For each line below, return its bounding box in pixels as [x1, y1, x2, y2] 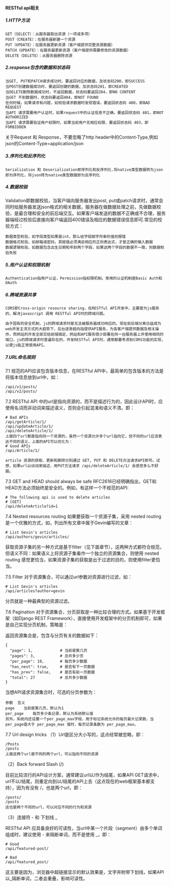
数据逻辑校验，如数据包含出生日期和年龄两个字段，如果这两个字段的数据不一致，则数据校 [5, 245, 164, 250]
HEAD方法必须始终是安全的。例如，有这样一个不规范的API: [5, 485, 129, 491]
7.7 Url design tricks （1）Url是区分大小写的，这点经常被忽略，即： [5, 732, 145, 738]
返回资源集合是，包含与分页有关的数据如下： [5, 632, 99, 639]
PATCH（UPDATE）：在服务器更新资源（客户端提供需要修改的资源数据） [5, 47, 131, 53]
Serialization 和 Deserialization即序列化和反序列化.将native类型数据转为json [5, 167, 163, 172]
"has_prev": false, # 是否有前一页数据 [10, 670, 95, 675]
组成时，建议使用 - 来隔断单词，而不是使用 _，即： [5, 831, 111, 838]
